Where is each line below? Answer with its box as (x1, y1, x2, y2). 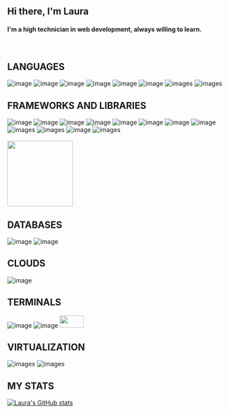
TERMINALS (7, 296, 61, 308)
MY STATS (7, 380, 54, 392)
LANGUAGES (7, 61, 65, 73)
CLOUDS (7, 258, 46, 270)
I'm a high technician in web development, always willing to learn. (7, 24, 202, 34)
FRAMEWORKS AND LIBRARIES (7, 99, 147, 111)
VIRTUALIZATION (7, 342, 85, 354)
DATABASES (7, 219, 63, 231)
